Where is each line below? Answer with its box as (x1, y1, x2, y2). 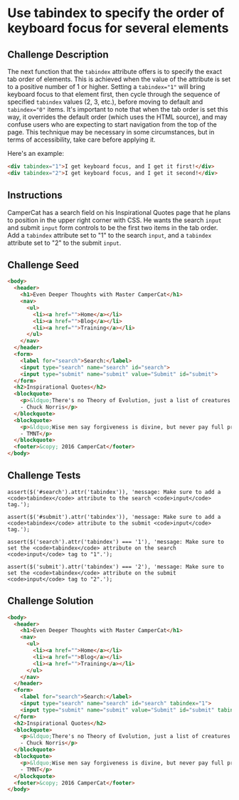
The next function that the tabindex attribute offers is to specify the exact (7, 68, 223, 75)
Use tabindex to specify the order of (7, 5, 225, 21)
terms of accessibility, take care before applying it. (7, 135, 156, 144)
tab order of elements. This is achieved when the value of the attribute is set (7, 75, 231, 83)
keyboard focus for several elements (7, 20, 229, 36)
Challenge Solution (7, 595, 94, 607)
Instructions (7, 189, 63, 201)
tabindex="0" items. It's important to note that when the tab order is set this (7, 105, 229, 113)
